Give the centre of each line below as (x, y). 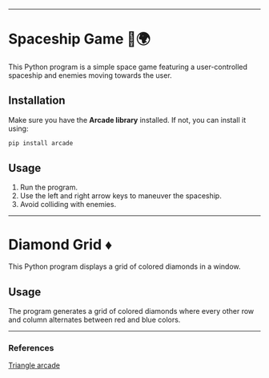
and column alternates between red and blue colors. (94, 320)
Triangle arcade (34, 365)
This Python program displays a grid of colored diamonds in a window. (125, 266)
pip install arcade (41, 143)
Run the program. (49, 187)
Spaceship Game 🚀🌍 (79, 39)
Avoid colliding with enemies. (68, 205)
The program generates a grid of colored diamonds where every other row (131, 311)
